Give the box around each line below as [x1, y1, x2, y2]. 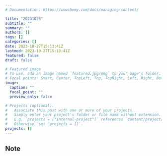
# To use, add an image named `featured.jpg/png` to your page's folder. [5, 71, 162, 76]
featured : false [5, 53, 39, 58]
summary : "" [5, 25, 30, 30]
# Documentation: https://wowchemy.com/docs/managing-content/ [5, 7, 139, 12]
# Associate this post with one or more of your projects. [5, 107, 135, 113]
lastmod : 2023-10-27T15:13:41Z [5, 48, 70, 53]
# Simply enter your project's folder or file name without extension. [5, 112, 162, 117]
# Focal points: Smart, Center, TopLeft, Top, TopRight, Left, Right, [5, 76, 155, 81]
